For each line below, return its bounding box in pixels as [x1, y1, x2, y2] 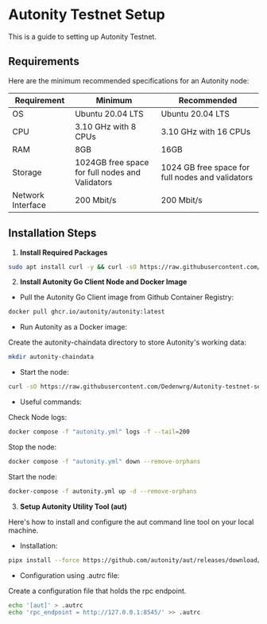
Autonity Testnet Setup [8, 6, 165, 24]
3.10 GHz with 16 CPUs [161, 125, 251, 137]
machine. [8, 526, 39, 535]
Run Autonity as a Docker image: [19, 322, 127, 332]
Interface [12, 199, 46, 210]
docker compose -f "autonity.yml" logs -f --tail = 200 [8, 428, 191, 436]
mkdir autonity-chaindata [8, 353, 94, 361]
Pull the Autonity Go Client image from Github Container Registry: [19, 292, 234, 302]
